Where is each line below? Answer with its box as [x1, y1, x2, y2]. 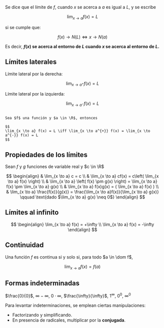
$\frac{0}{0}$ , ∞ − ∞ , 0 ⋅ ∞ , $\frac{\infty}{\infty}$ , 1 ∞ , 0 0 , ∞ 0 [5, 292, 131, 298]
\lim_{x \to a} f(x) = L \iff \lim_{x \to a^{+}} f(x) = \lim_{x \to [5, 129, 151, 133]
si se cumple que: [5, 24, 41, 30]
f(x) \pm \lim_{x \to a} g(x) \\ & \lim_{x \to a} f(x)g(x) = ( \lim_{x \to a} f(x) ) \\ [6, 184, 159, 190]
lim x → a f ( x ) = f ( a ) [64, 263, 101, 270]
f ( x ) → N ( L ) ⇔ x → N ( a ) [57, 34, 108, 40]
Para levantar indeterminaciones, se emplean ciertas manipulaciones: [5, 302, 146, 308]
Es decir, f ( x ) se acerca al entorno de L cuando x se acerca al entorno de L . [5, 43, 160, 49]
